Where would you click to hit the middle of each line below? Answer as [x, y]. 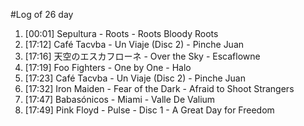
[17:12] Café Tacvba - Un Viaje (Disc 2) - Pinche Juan [134, 44]
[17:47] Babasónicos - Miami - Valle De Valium [120, 99]
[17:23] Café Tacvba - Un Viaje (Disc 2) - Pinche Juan [135, 78]
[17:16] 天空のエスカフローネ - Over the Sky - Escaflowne [142, 56]
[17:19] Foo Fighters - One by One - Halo [108, 67]
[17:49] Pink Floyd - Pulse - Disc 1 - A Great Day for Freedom [149, 110]
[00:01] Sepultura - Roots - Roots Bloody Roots [121, 33]
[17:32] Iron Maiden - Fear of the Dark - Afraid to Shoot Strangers [159, 88]
